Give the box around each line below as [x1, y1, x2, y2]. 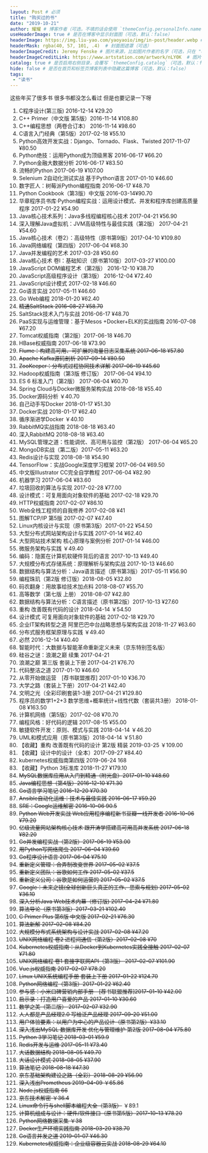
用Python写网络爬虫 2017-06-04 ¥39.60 [18, 846, 120, 853]
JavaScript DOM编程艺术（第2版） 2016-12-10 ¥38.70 [18, 265, 154, 272]
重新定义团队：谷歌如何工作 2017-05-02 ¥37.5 [18, 868, 134, 876]
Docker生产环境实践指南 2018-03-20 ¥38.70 [18, 1125, 130, 1132]
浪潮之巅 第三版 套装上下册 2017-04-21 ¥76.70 [18, 659, 135, 666]
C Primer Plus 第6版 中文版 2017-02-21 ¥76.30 [18, 913, 135, 921]
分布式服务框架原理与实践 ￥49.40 [18, 629, 105, 636]
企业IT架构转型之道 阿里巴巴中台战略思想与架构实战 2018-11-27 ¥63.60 [18, 621, 196, 629]
